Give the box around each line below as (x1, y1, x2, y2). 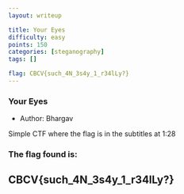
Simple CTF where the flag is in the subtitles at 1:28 (8, 129, 176, 139)
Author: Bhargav (19, 114, 74, 124)
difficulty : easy (8, 33, 66, 41)
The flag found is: (8, 149, 78, 160)
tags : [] (8, 55, 37, 63)
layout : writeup (8, 11, 62, 20)
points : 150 (8, 40, 48, 48)
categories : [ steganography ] (8, 48, 105, 56)
